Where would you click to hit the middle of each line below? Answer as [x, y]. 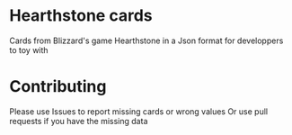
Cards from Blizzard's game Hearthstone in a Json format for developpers [146, 40]
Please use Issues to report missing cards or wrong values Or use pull [138, 111]
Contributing [58, 87]
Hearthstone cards [81, 16]
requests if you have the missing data [79, 121]
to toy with [29, 49]
